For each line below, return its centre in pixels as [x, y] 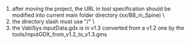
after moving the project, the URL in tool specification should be [91, 9]
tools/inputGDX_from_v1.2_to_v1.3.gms [59, 34]
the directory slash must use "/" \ [53, 21]
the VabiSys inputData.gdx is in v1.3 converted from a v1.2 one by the [98, 28]
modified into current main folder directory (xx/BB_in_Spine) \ [88, 15]
